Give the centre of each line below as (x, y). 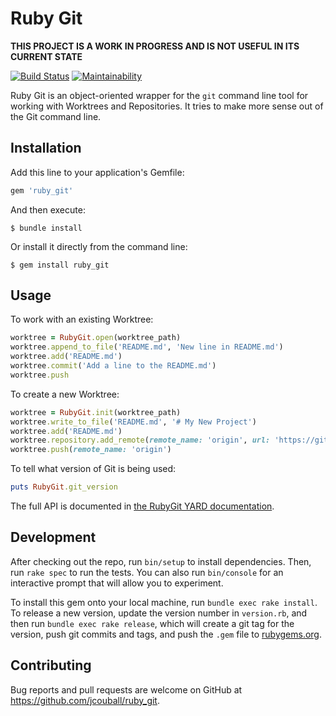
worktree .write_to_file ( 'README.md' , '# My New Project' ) (133, 422)
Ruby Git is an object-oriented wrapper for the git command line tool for (159, 95)
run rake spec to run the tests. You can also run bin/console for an (147, 572)
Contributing (51, 665)
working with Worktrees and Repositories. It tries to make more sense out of (167, 106)
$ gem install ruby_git (60, 265)
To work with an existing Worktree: (82, 319)
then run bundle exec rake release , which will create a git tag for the (152, 623)
